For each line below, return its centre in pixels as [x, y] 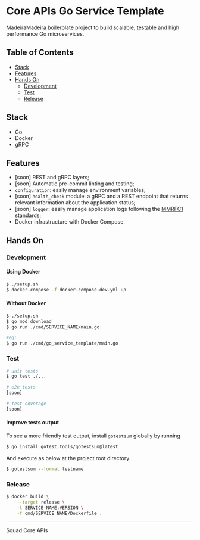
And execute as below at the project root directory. [68, 458]
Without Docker [26, 303]
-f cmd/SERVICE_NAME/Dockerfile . [60, 513]
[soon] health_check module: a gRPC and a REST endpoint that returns [101, 196]
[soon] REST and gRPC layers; [52, 178]
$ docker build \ [28, 497]
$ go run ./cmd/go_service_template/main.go [62, 343]
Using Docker [23, 272]
